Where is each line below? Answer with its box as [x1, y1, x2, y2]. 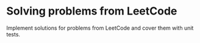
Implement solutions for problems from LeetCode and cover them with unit [6, 24, 194, 31]
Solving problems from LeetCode [6, 4, 177, 18]
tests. [6, 30, 20, 38]
